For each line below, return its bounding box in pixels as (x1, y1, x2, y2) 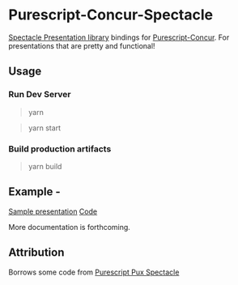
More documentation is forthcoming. (8, 222, 131, 232)
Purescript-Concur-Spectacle (8, 6, 214, 24)
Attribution (8, 245, 65, 260)
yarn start (28, 123, 62, 133)
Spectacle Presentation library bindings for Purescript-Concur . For (8, 32, 230, 42)
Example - (8, 185, 61, 199)
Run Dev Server (8, 89, 71, 100)
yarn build (28, 161, 62, 171)
